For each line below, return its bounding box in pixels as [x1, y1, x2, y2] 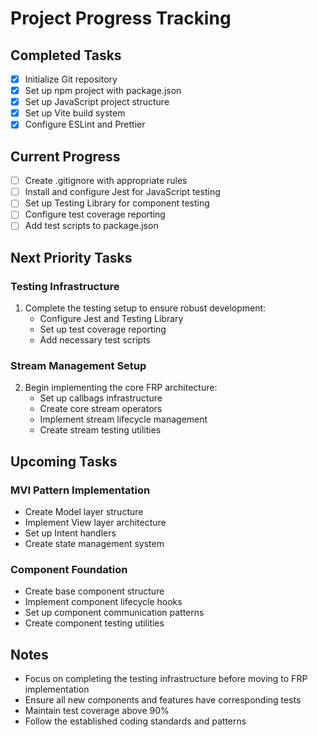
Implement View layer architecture [24, 517, 167, 529]
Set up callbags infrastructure [39, 392, 163, 404]
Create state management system [24, 538, 165, 550]
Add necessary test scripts [39, 334, 151, 346]
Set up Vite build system [24, 107, 126, 119]
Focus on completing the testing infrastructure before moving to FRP [24, 673, 308, 685]
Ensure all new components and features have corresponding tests [24, 694, 302, 706]
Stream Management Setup [10, 359, 147, 373]
